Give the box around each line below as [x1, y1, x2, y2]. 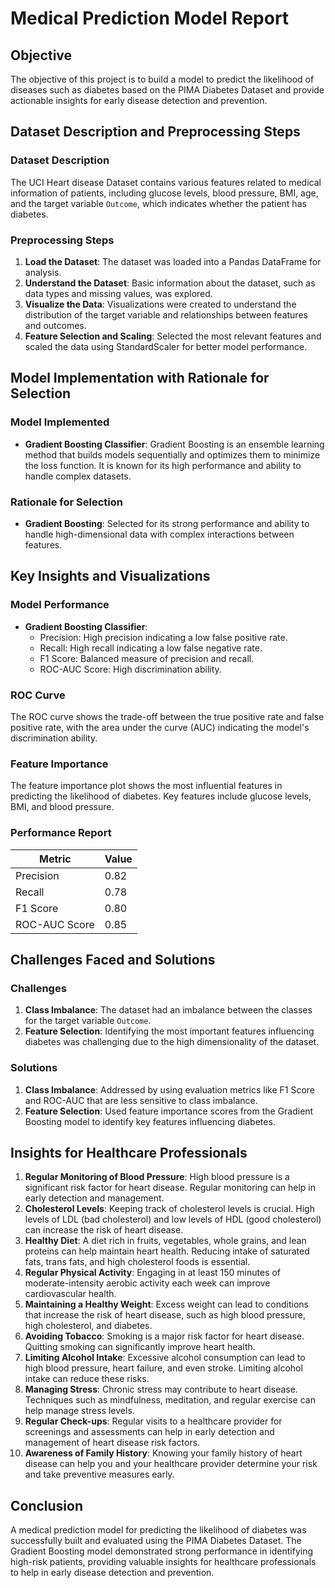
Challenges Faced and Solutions [10, 951, 216, 968]
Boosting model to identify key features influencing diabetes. [24, 1115, 276, 1127]
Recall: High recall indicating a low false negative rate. [39, 642, 263, 654]
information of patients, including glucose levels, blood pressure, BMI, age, [10, 187, 319, 199]
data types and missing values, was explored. [24, 287, 213, 299]
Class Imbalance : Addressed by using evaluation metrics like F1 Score [24, 1083, 315, 1096]
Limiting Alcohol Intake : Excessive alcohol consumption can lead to [24, 1352, 306, 1364]
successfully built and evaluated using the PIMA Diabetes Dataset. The [10, 1535, 302, 1547]
